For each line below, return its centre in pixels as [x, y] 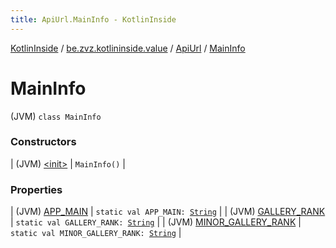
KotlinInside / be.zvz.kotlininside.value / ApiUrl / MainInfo [128, 48]
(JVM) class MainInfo [56, 116]
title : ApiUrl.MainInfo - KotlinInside [93, 19]
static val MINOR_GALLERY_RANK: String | [96, 233]
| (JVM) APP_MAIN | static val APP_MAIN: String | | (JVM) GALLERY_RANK [168, 212]
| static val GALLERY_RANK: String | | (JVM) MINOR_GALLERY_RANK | [156, 222]
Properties [36, 189]
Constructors [43, 142]
